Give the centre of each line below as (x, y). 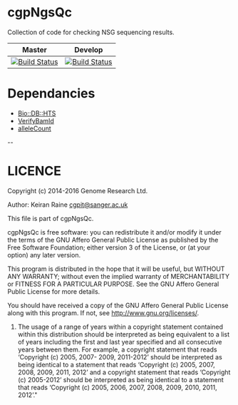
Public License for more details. (54, 291)
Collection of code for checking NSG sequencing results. (91, 32)
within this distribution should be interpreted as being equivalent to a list (124, 334)
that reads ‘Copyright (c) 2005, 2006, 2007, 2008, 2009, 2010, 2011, (117, 387)
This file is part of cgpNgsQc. (51, 218)
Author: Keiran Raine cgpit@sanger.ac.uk (68, 205)
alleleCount (34, 128)
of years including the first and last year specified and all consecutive (120, 342)
